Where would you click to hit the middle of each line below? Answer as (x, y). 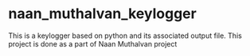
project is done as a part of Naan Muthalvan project (93, 43)
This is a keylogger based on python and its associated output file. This (125, 35)
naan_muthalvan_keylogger (102, 14)
